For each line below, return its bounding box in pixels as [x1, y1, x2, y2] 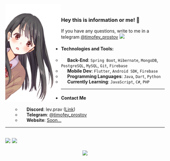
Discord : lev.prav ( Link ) [26, 106, 76, 112]
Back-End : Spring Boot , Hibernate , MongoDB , [67, 57, 158, 63]
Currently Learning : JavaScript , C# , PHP [67, 78, 150, 85]
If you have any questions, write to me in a [61, 28, 149, 34]
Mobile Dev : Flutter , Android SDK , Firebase [67, 68, 158, 74]
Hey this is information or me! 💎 [61, 16, 140, 23]
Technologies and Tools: [61, 45, 114, 52]
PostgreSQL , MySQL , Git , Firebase [61, 62, 128, 69]
